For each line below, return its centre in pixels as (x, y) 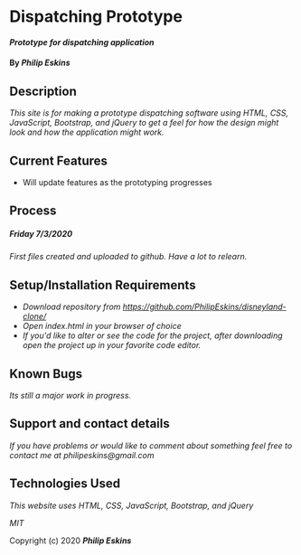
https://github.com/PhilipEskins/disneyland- (204, 307)
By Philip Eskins (40, 63)
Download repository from (71, 307)
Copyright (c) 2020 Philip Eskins (71, 541)
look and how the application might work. (87, 132)
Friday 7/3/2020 (41, 233)
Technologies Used (65, 484)
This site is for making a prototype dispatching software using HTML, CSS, (149, 113)
